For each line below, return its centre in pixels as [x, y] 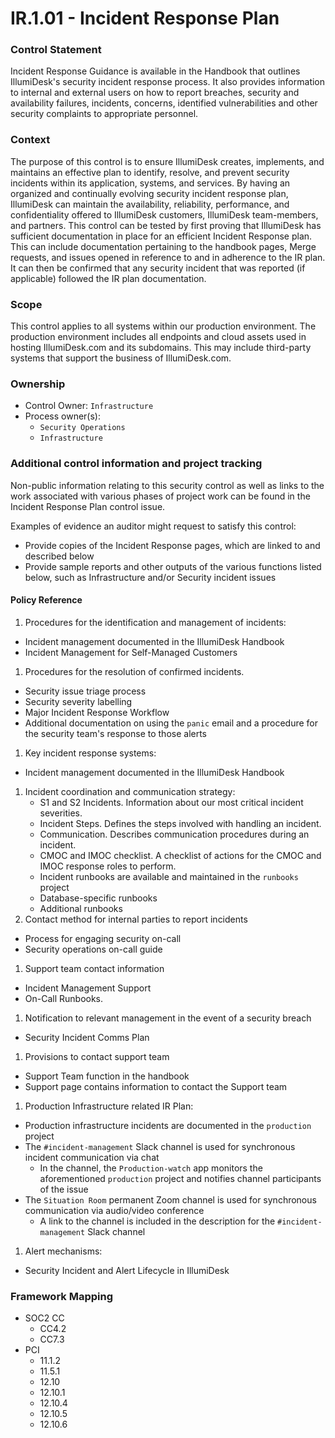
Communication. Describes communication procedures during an [174, 834]
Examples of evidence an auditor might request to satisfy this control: [153, 526]
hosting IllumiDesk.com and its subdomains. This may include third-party [161, 348]
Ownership [38, 384]
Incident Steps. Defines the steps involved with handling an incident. [180, 823]
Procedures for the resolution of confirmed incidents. [134, 671]
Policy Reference [46, 600]
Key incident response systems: [90, 753]
